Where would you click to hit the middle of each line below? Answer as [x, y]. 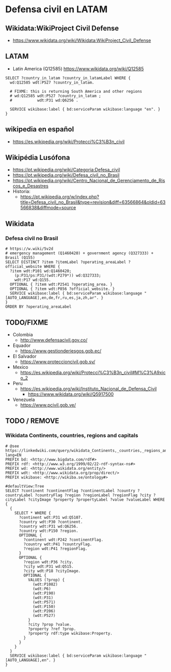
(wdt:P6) [42, 589]
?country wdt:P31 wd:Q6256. [49, 526]
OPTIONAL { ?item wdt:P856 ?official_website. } [62, 289]
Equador [22, 345]
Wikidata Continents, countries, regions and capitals [72, 436]
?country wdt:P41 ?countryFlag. [58, 544]
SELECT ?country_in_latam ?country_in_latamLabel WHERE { [68, 78]
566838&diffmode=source [48, 208]
